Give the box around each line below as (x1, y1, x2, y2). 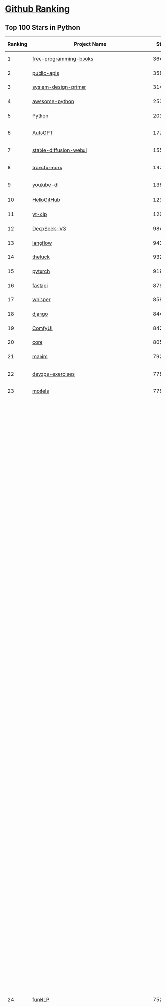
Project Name (74, 41, 107, 47)
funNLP (32, 996, 50, 1003)
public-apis (32, 70, 59, 76)
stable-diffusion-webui (32, 147, 87, 154)
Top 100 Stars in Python (5, 23, 80, 32)
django (32, 310, 48, 317)
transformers (32, 164, 63, 171)
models (32, 388, 49, 394)
